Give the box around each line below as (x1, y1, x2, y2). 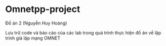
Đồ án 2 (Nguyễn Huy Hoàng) (5, 20, 67, 26)
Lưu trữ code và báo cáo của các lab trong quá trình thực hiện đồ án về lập (5, 29, 161, 35)
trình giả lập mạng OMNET (5, 35, 61, 41)
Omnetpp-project (5, 3, 80, 15)
